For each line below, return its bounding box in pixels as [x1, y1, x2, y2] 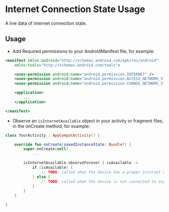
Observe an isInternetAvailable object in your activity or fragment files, [12, 117, 163, 124]
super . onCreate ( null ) [23, 147, 69, 152]
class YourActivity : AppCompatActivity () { [5, 132, 100, 138]
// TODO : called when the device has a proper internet [41, 170, 161, 175]
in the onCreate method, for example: [12, 123, 91, 129]
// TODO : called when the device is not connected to [41, 179, 156, 184]
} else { [32, 174, 51, 179]
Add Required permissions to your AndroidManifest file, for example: [12, 48, 155, 54]
